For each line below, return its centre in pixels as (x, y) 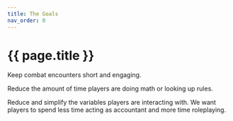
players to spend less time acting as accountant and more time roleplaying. (117, 110)
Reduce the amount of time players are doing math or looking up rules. (110, 88)
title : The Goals (33, 14)
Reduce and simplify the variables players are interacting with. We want (112, 103)
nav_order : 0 (27, 21)
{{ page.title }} (51, 56)
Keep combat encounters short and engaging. (74, 75)
